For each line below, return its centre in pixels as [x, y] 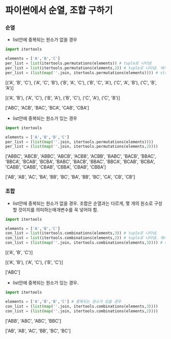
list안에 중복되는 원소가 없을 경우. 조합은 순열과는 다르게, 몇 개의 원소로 [83, 203]
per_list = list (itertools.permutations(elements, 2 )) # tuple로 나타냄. [82, 68]
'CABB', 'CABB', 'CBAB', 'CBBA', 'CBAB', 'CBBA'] [56, 167]
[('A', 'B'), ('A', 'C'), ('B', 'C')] [34, 263]
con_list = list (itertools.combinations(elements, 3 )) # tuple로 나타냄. [82, 233]
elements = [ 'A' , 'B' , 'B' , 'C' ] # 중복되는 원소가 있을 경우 [63, 301]
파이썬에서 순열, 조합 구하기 [59, 10]
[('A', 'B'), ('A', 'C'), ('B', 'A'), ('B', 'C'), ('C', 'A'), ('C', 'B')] [63, 98]
